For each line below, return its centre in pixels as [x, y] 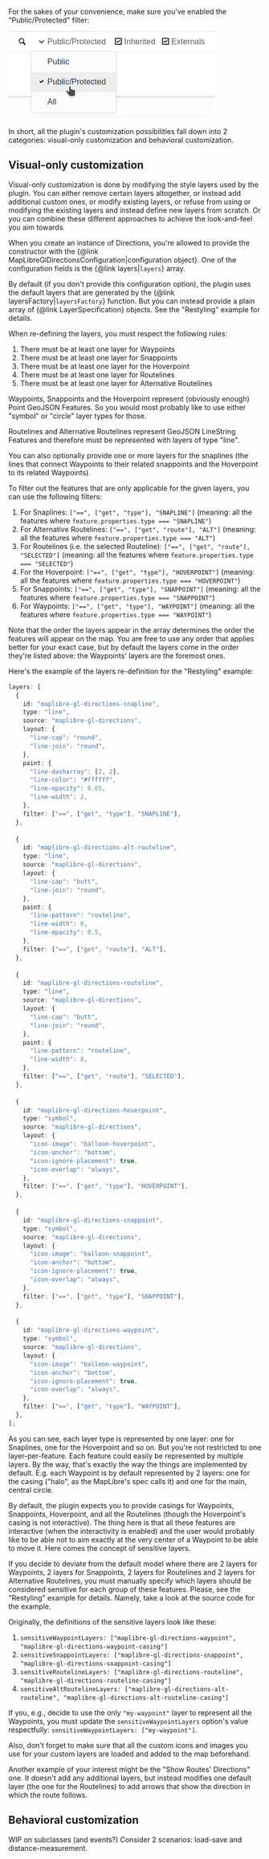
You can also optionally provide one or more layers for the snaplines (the [128, 455]
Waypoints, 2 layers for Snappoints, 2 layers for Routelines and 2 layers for [132, 1572]
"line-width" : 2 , [59, 797]
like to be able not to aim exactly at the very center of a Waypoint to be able [133, 1540]
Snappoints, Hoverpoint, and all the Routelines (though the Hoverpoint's [127, 1514]
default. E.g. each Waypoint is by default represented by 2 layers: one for [129, 1473]
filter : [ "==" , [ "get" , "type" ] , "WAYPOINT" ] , [102, 1407]
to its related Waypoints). [49, 472]
